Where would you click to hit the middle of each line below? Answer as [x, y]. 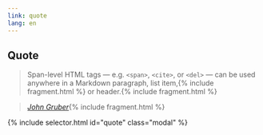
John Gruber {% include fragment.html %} [96, 107]
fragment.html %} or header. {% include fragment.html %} [122, 92]
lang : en [22, 23]
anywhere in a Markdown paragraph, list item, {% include [120, 83]
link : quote [27, 16]
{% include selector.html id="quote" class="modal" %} [98, 123]
